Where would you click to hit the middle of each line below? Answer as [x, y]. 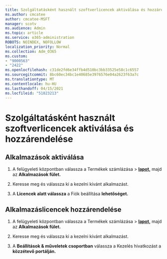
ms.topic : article [24, 33]
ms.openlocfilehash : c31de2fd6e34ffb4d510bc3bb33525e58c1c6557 [72, 70]
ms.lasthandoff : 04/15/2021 [34, 88]
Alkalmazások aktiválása [44, 157]
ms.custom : [16, 56]
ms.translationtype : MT [30, 79]
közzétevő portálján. [34, 252]
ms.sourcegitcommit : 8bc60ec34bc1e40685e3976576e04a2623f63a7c [72, 75]
